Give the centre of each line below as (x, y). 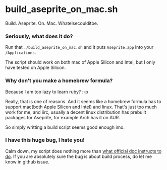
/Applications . (21, 53)
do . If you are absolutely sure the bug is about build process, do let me (79, 156)
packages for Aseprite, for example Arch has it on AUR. (63, 117)
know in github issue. (27, 161)
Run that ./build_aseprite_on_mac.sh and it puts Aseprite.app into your (79, 47)
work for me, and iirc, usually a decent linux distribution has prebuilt (76, 112)
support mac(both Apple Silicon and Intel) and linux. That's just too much (81, 107)
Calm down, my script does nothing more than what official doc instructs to (83, 151)
